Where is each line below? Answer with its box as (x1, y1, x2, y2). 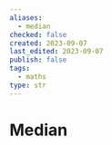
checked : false (9, 30, 67, 39)
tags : (9, 64, 30, 73)
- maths (17, 72, 47, 82)
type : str (9, 81, 47, 90)
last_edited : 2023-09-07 (9, 47, 104, 56)
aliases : (9, 13, 43, 23)
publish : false (9, 55, 67, 64)
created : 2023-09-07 (9, 38, 88, 48)
